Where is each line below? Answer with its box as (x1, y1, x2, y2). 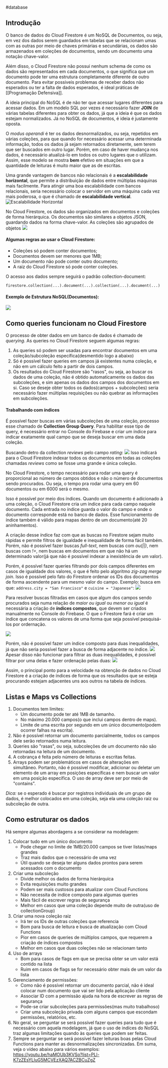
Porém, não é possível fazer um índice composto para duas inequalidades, (5, 640, 159, 646)
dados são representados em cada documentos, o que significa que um (5, 68, 154, 74)
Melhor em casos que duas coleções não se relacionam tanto (20, 945, 147, 951)
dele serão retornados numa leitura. (12, 738, 87, 744)
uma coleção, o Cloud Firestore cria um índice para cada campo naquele (5, 501, 155, 507)
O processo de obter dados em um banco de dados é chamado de (5, 332, 143, 338)
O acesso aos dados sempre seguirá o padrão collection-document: (5, 273, 146, 280)
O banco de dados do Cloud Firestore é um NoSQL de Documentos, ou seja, (5, 32, 163, 38)
